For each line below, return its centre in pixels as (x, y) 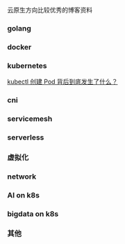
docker (19, 47)
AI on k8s (24, 195)
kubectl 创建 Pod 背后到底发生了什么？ (62, 82)
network (22, 177)
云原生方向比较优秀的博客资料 (50, 10)
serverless (26, 137)
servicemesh (30, 118)
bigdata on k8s (33, 213)
